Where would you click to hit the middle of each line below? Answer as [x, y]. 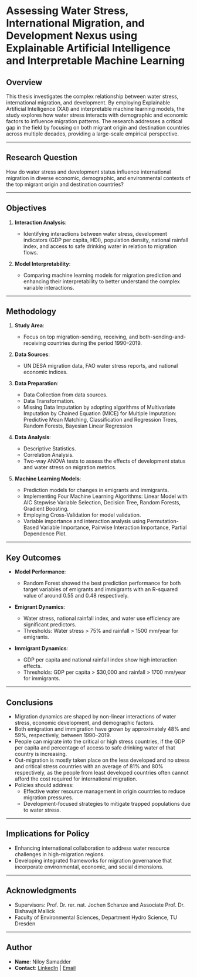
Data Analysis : [33, 437]
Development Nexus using [72, 36]
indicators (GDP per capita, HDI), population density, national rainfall [106, 240]
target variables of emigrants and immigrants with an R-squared [101, 589]
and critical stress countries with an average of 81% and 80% [89, 766]
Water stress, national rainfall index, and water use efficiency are [101, 618]
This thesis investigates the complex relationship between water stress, [92, 96]
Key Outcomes [34, 557]
